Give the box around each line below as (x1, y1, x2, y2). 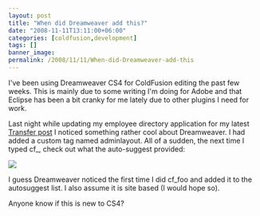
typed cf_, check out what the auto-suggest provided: (8, 144, 186, 154)
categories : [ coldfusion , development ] (8, 33, 137, 42)
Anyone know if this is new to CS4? (8, 198, 125, 208)
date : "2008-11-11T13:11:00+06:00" (8, 26, 127, 34)
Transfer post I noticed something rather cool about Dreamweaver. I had (8, 127, 246, 136)
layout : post (8, 11, 52, 20)
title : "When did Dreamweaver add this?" (8, 19, 148, 27)
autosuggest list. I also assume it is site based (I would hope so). (8, 183, 220, 192)
